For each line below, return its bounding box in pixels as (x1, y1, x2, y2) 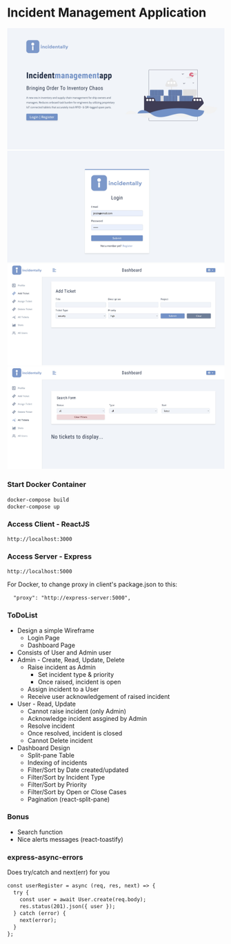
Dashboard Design (17, 744, 70, 752)
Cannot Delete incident (27, 736, 93, 744)
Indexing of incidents (27, 758, 88, 767)
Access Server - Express (7, 551, 92, 561)
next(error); (19, 917, 57, 924)
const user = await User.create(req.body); (19, 896, 147, 903)
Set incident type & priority (37, 670, 114, 678)
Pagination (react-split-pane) (27, 795, 110, 803)
